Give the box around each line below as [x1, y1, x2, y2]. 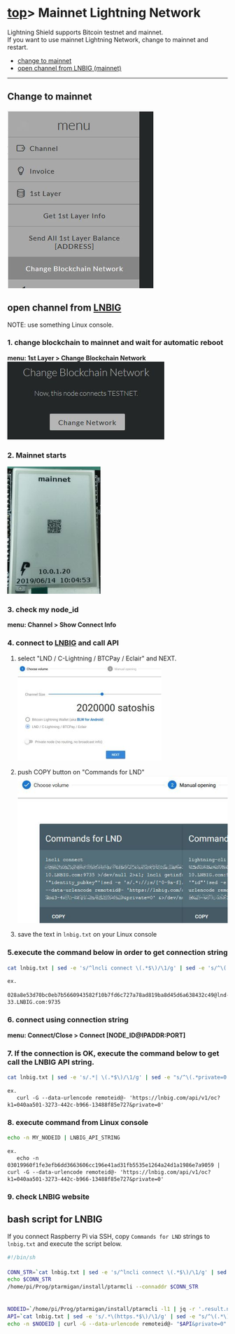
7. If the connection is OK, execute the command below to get [7, 1048, 220, 1058]
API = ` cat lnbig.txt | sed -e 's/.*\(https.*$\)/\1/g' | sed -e [7, 1313, 196, 1320]
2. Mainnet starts [7, 450, 67, 460]
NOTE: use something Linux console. [7, 320, 114, 329]
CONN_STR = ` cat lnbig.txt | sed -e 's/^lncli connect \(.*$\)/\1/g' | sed [7, 1268, 227, 1276]
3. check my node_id [7, 605, 79, 615]
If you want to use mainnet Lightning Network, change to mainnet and [7, 35, 208, 43]
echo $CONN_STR [7, 1276, 52, 1283]
